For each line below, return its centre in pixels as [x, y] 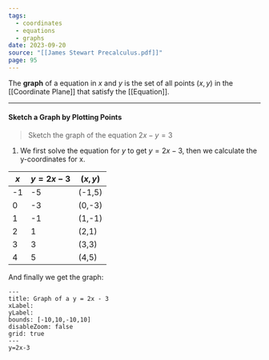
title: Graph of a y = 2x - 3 [59, 299]
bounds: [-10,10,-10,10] [50, 320]
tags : [17, 16]
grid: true [26, 334]
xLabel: [21, 306]
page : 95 [23, 61]
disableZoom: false [41, 327]
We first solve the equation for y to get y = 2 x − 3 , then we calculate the [139, 151]
